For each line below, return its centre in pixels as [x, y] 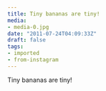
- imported [23, 54]
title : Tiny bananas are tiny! [54, 14]
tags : [15, 47]
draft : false [27, 40]
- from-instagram [33, 60]
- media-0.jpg [28, 27]
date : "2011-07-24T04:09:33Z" [52, 34]
